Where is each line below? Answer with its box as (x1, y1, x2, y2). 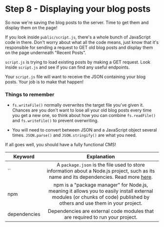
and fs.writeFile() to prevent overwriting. (12, 118, 99, 124)
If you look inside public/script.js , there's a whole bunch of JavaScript (5, 34, 151, 40)
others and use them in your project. (59, 200, 143, 207)
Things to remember (5, 91, 55, 98)
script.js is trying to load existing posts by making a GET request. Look (5, 59, 150, 65)
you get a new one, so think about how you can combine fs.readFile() (12, 113, 156, 118)
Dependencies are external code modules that (48, 208, 154, 215)
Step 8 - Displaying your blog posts (5, 3, 151, 15)
